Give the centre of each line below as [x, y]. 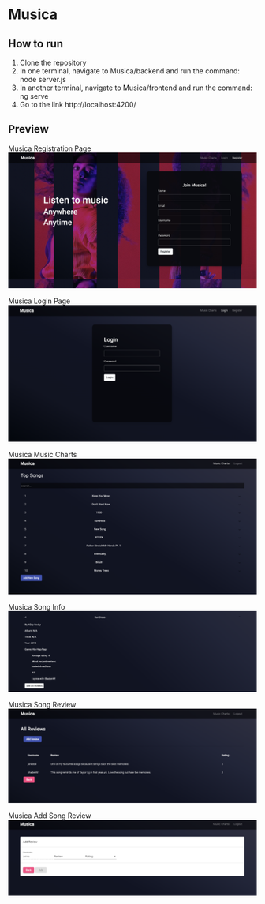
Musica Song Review [42, 705]
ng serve [34, 96]
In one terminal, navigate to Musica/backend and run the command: [130, 71]
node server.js [43, 79]
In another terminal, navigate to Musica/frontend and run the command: [136, 88]
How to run [36, 44]
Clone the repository [53, 62]
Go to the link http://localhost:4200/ [78, 105]
